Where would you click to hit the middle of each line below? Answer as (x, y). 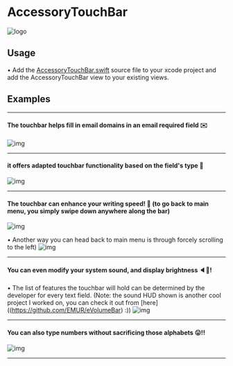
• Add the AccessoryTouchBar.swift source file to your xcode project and (112, 69)
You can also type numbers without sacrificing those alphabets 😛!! (106, 332)
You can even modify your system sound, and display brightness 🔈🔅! (110, 270)
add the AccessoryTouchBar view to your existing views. (88, 77)
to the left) (22, 247)
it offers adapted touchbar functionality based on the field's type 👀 (105, 166)
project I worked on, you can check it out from (73, 303)
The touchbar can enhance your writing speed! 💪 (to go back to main (108, 203)
